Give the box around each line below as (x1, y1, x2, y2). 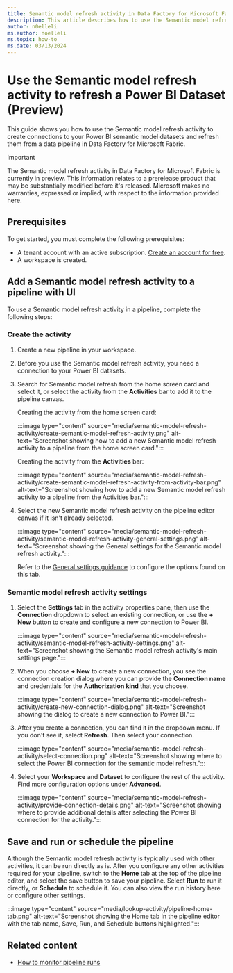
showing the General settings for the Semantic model (69, 541, 222, 550)
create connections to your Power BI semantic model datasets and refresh (7, 132, 220, 140)
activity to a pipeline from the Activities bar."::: (17, 493, 149, 501)
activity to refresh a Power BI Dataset (7, 88, 226, 103)
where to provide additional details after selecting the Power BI (17, 808, 197, 817)
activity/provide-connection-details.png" (17, 801, 134, 810)
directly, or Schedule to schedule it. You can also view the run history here (7, 883, 221, 892)
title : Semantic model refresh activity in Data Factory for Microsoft (7, 10, 218, 17)
